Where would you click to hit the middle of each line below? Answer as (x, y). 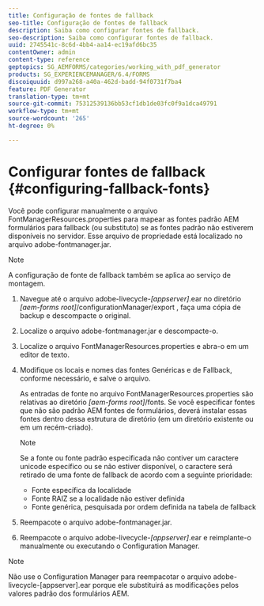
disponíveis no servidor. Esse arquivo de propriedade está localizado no (126, 236)
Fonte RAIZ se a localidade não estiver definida (108, 498)
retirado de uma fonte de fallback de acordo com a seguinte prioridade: (136, 475)
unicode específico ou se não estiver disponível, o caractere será (126, 466)
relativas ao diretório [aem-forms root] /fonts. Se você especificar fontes (137, 402)
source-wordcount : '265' (49, 119)
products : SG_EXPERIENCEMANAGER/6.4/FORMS (79, 74)
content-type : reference (49, 60)
